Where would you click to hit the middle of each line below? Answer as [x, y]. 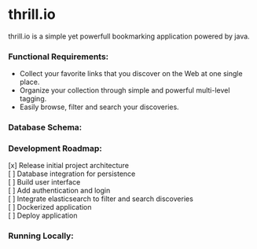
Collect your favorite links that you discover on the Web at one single [131, 74]
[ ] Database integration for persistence [72, 174]
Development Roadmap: [55, 148]
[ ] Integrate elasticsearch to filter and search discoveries [101, 199]
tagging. [33, 99]
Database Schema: [45, 127]
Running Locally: [41, 236]
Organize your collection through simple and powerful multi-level [125, 90]
